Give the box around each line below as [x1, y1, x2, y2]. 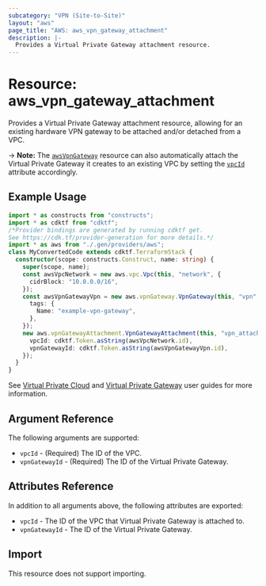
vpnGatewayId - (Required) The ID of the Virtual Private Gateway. [19, 457, 229, 466]
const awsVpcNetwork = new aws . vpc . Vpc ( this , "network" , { [22, 270, 222, 278]
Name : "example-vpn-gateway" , [36, 307, 136, 316]
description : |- [8, 33, 62, 42]
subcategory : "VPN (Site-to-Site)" [8, 11, 126, 20]
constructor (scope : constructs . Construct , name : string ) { [15, 255, 215, 264]
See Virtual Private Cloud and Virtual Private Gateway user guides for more [8, 381, 253, 390]
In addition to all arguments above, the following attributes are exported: [8, 500, 244, 510]
